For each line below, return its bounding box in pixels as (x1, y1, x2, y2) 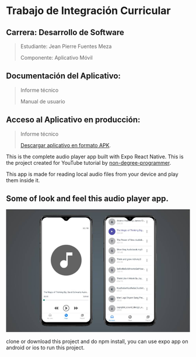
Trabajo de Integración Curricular (6, 4, 171, 18)
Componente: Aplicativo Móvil (20, 54, 93, 61)
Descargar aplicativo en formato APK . (20, 141, 111, 148)
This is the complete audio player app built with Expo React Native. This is (6, 153, 184, 160)
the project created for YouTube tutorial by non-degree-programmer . (6, 159, 171, 166)
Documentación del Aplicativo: (6, 71, 121, 81)
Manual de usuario (20, 98, 65, 105)
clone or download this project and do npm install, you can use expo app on (6, 338, 188, 345)
